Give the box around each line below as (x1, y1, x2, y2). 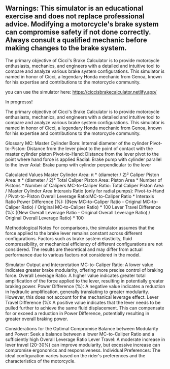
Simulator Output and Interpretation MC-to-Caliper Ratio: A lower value (5, 262, 154, 268)
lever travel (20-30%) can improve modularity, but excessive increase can (5, 342, 160, 348)
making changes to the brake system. (5, 44, 127, 52)
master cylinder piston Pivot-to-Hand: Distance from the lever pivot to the (5, 151, 159, 157)
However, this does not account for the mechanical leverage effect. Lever (5, 294, 159, 300)
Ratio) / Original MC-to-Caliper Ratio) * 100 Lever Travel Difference (21, 204, 161, 210)
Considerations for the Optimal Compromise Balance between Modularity (5, 325, 159, 331)
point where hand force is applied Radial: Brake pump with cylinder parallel (5, 156, 162, 162)
